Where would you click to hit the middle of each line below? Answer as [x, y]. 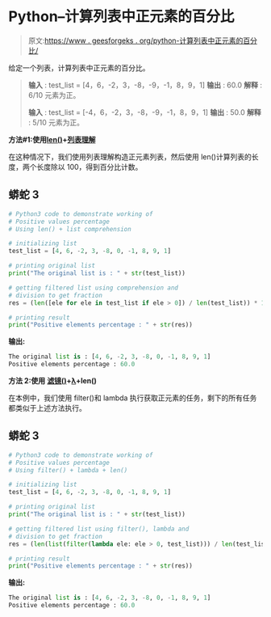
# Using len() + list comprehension [70, 229]
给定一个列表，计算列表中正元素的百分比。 [79, 68]
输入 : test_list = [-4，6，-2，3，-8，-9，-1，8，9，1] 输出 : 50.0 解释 [145, 112]
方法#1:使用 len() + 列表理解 [52, 139]
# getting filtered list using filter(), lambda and [99, 529]
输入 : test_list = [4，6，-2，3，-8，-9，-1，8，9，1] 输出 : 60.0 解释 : [145, 85]
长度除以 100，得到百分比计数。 [89, 167]
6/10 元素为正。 [54, 95]
